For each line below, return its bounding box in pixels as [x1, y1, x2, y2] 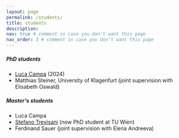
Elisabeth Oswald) [14, 83, 60, 90]
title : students [6, 20, 47, 26]
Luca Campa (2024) [14, 70, 65, 77]
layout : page [6, 8, 39, 15]
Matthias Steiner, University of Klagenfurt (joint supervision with [14, 76, 174, 84]
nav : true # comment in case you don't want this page [6, 31, 146, 37]
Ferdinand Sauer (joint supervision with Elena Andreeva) [14, 124, 154, 132]
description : [6, 25, 39, 32]
